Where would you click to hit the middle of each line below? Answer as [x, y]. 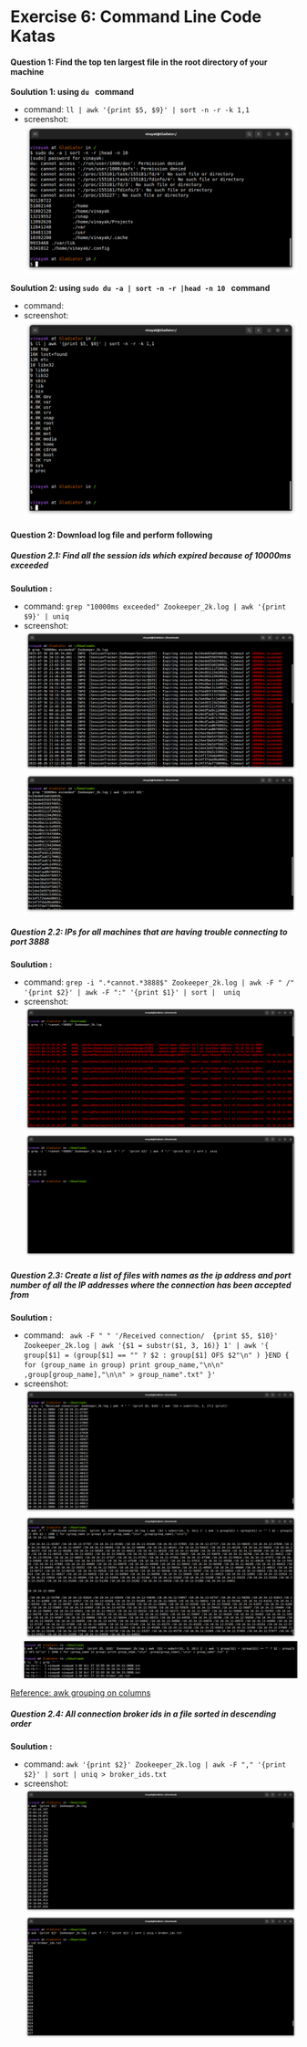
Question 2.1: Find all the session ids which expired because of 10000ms [151, 556]
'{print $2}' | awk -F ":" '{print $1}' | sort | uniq [132, 992]
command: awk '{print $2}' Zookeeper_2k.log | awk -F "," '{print [154, 1764]
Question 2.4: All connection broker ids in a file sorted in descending [143, 1714]
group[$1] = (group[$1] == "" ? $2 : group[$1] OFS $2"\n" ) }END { [156, 1355]
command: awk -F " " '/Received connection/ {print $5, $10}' [151, 1335]
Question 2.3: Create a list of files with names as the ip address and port [151, 1275]
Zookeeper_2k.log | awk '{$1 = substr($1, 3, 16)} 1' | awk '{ [146, 1345]
